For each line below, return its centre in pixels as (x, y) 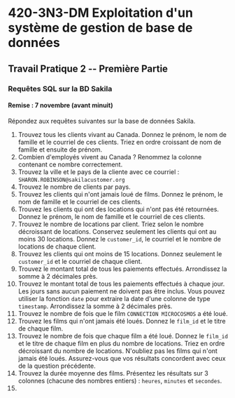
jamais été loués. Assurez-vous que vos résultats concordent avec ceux (122, 358)
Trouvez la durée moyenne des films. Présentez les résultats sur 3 (113, 373)
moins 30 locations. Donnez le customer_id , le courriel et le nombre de (119, 239)
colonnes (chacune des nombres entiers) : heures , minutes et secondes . (120, 380)
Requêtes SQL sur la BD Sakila (60, 88)
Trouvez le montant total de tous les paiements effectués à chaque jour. (121, 284)
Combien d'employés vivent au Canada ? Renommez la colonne (110, 157)
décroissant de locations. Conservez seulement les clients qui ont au (117, 231)
